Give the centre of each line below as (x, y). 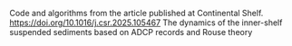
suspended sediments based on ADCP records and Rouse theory (131, 32)
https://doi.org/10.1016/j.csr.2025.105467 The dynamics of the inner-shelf (146, 23)
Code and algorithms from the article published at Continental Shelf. (136, 13)
